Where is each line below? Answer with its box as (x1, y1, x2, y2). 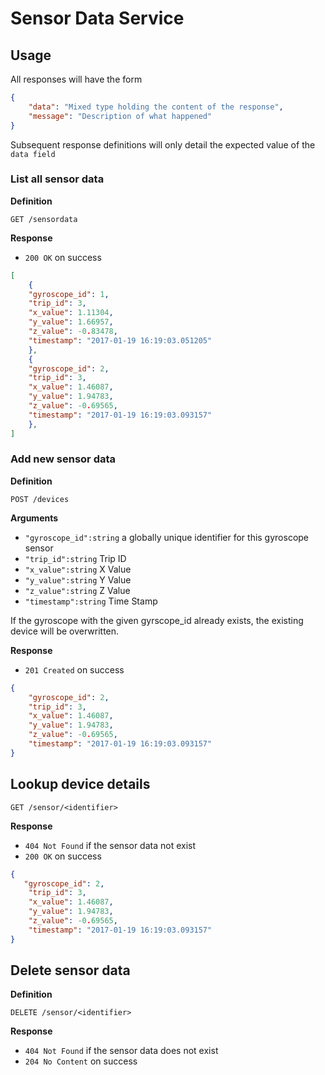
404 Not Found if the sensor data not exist (24, 839, 197, 851)
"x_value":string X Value (24, 563, 132, 575)
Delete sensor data (10, 962, 131, 979)
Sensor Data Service (10, 7, 185, 30)
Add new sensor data (10, 452, 117, 466)
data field (10, 149, 56, 159)
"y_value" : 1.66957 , (28, 317, 114, 327)
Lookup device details (10, 776, 151, 793)
